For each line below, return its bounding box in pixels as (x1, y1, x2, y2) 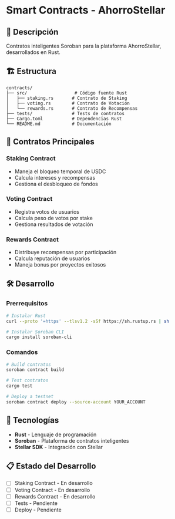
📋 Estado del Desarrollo (6, 461, 96, 471)
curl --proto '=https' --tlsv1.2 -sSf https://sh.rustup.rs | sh (6, 318, 169, 324)
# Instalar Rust (6, 312, 46, 319)
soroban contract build (6, 367, 65, 373)
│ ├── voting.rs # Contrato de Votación (6, 100, 130, 106)
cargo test (6, 383, 33, 389)
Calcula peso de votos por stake (14, 214, 93, 221)
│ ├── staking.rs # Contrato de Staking (6, 95, 127, 101)
